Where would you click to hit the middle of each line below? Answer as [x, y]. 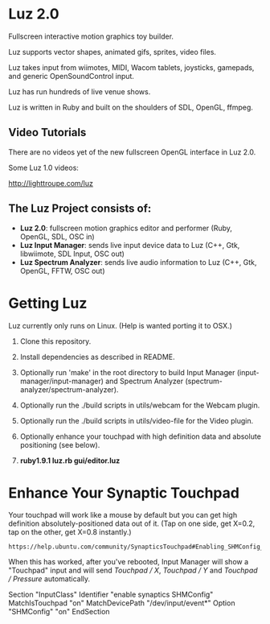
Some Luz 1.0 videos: [43, 167]
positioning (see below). [60, 444]
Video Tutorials [47, 132]
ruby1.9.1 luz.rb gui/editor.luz [70, 461]
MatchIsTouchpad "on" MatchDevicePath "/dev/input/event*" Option [122, 603]
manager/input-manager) [62, 381]
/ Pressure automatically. [49, 579]
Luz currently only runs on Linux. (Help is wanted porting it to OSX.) [121, 325]
